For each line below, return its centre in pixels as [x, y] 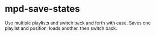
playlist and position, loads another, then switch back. [61, 28]
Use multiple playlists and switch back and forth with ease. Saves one [78, 23]
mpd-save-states [42, 9]
